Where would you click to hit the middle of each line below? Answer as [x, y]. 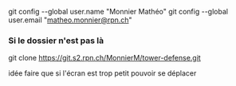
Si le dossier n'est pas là [56, 41]
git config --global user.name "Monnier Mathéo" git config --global [118, 12]
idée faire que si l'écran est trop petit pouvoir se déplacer [102, 73]
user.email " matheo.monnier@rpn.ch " [71, 20]
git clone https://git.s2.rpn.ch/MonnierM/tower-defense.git [104, 58]
